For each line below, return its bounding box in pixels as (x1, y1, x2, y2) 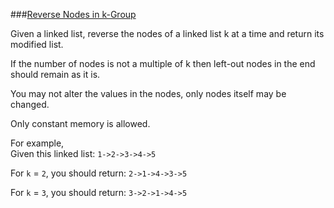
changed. (10, 99, 50, 110)
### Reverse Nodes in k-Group (10, 9, 137, 20)
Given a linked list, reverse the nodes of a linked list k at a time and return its (10, 28, 325, 39)
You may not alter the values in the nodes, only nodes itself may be (10, 88, 287, 99)
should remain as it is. (10, 69, 101, 80)
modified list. (10, 39, 64, 50)
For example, (10, 137, 65, 149)
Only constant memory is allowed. (10, 118, 151, 129)
